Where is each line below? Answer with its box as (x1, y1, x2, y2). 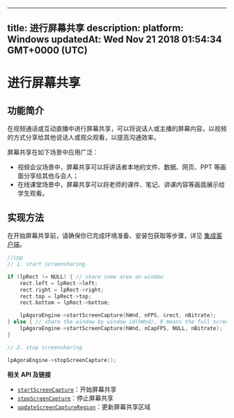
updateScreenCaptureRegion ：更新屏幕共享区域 (17, 403, 151, 411)
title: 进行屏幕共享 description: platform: (7, 22, 184, 34)
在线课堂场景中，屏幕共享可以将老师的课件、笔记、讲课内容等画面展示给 (17, 180, 225, 189)
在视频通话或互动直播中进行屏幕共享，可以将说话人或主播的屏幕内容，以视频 (7, 124, 227, 133)
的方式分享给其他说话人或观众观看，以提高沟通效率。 (7, 134, 160, 142)
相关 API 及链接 (7, 370, 52, 378)
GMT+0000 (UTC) (7, 45, 88, 57)
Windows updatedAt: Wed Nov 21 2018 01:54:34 (7, 34, 222, 45)
